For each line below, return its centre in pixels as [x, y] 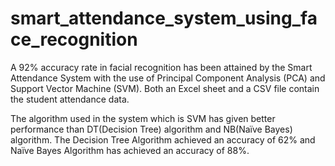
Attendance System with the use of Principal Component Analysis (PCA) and [168, 78]
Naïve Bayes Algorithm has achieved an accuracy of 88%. [130, 150]
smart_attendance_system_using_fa [164, 18]
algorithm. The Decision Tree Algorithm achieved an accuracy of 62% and [163, 139]
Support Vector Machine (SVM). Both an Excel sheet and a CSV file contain [165, 88]
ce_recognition [74, 39]
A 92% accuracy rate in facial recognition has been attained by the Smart [161, 67]
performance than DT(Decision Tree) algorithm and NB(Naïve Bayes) [151, 129]
